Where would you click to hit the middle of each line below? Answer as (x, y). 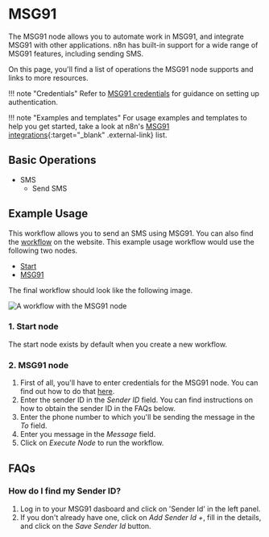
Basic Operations (52, 160)
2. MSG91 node (39, 365)
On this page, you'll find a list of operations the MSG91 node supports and (131, 69)
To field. (33, 426)
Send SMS (50, 188)
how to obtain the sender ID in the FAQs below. (97, 409)
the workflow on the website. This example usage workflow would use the (132, 241)
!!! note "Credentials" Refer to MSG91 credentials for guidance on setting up (134, 93)
